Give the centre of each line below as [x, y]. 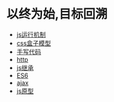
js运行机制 [31, 34]
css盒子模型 [34, 43]
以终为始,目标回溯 [57, 14]
